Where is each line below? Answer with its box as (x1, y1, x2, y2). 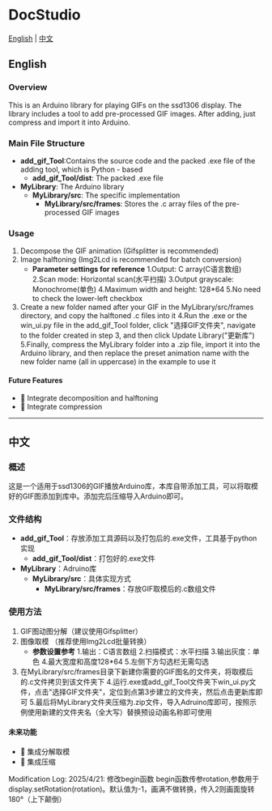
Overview (8, 82, 48, 93)
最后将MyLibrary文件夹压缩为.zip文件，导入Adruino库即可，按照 (35, 697, 250, 707)
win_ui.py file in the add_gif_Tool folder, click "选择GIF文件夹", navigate (19, 321, 257, 330)
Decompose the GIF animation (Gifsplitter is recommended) (19, 246, 219, 256)
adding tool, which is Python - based (19, 164, 143, 174)
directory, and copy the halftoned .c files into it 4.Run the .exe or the (19, 311, 248, 321)
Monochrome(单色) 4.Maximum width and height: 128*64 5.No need (32, 285, 261, 295)
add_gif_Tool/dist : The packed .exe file (32, 172, 164, 183)
